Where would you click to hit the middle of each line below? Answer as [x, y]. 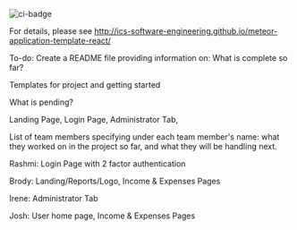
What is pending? [42, 102]
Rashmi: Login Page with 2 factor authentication [98, 164]
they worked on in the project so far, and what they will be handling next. [143, 146]
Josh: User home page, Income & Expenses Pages [102, 216]
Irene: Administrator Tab [54, 198]
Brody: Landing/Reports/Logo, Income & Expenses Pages [115, 181]
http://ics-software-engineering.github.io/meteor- [186, 31]
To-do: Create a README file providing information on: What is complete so [148, 58]
